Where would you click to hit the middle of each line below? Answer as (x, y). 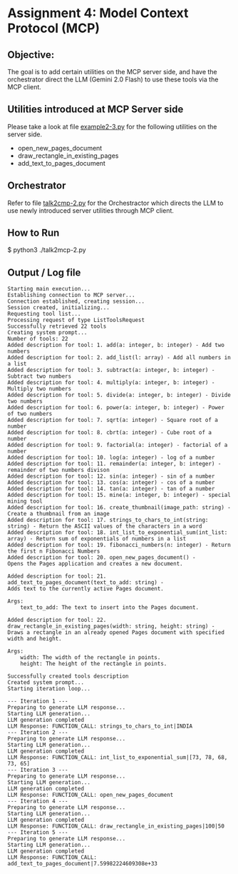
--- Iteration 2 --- (38, 733)
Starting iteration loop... (49, 689)
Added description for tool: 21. (57, 576)
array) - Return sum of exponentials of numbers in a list (97, 539)
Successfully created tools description (68, 676)
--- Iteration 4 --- (38, 801)
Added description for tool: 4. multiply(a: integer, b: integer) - (111, 383)
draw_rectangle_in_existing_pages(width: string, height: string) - (111, 626)
